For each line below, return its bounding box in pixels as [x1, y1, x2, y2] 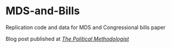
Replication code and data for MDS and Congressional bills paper [5, 24, 166, 31]
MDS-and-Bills [5, 4, 80, 18]
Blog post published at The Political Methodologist [5, 35, 129, 42]
